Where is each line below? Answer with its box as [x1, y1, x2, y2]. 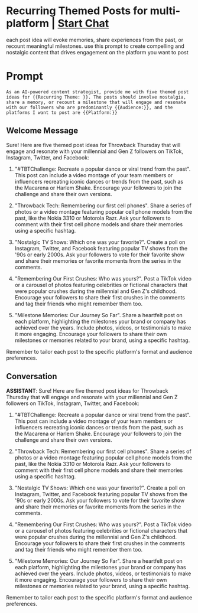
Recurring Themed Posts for [6, 4, 148, 18]
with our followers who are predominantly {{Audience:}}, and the [6, 105, 173, 110]
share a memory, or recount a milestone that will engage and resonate [6, 99, 186, 105]
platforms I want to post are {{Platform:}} [6, 109, 118, 116]
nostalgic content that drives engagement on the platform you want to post [6, 48, 189, 56]
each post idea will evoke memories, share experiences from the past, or [6, 36, 184, 43]
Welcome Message [6, 126, 79, 136]
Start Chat [57, 17, 109, 30]
